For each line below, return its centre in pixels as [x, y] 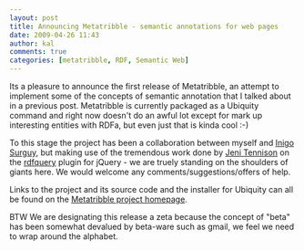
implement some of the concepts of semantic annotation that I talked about [150, 96]
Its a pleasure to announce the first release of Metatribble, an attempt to [144, 86]
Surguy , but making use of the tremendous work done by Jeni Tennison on [149, 152]
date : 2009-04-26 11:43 [55, 35]
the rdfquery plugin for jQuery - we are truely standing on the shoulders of [149, 162]
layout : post [34, 18]
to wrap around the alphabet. [64, 236]
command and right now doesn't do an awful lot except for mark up [136, 115]
